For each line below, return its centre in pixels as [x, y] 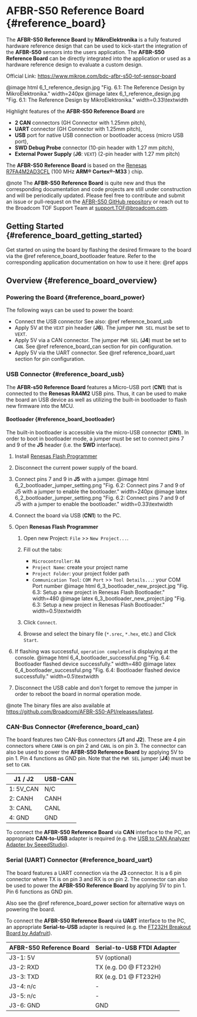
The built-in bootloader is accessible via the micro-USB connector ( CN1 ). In [98, 432]
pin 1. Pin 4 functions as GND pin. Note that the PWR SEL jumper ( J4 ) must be [98, 758]
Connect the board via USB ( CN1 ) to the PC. [68, 515]
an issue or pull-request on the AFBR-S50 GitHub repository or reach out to [98, 202]
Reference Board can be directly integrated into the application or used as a [98, 58]
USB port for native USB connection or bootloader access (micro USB [99, 135]
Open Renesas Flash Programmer [56, 527]
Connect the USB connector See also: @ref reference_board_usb [94, 322]
